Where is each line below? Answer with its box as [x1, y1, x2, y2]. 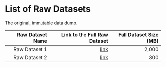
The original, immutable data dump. [5, 20, 78, 26]
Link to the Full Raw [61, 31, 109, 38]
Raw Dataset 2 [13, 54, 48, 61]
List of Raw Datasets [5, 3, 91, 15]
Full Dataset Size [118, 31, 159, 38]
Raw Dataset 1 [13, 46, 48, 53]
